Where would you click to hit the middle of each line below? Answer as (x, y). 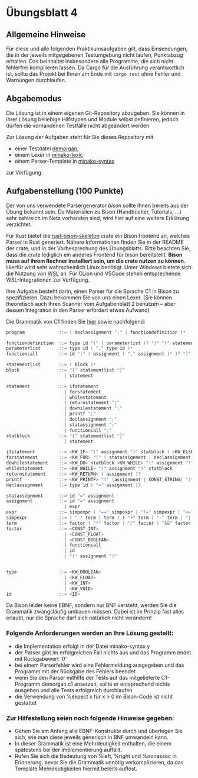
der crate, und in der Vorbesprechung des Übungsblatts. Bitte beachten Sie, (98, 248)
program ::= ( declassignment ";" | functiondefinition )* (96, 332)
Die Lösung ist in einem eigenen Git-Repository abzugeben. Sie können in (95, 113)
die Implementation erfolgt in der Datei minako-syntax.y (82, 646)
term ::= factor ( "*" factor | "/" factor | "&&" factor (99, 523)
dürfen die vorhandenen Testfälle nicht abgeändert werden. (79, 125)
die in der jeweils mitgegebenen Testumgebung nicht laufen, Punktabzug (95, 55)
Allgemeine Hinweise (46, 35)
